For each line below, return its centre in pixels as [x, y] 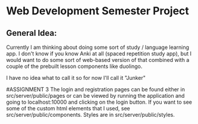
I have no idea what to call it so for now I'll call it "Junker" [76, 78]
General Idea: [32, 33]
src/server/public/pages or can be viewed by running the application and [95, 96]
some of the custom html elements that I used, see [68, 108]
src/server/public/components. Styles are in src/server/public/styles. [91, 115]
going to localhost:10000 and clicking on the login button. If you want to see [99, 102]
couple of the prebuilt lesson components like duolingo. [74, 66]
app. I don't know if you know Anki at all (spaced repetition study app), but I [99, 54]
